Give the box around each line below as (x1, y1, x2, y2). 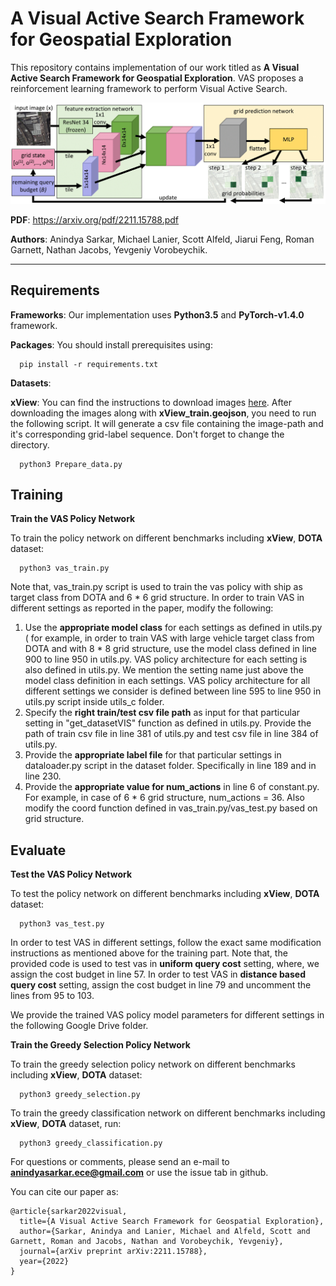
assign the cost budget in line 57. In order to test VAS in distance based (10, 968, 306, 981)
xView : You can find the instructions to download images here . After (10, 396, 293, 408)
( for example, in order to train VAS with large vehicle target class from (24, 632, 315, 644)
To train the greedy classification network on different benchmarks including (10, 1107, 326, 1119)
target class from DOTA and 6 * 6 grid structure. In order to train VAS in (10, 592, 305, 604)
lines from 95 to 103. (10, 990, 95, 1002)
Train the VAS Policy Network (10, 513, 136, 525)
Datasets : (10, 377, 52, 389)
